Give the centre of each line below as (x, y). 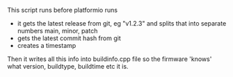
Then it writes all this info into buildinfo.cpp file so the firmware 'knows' (110, 59)
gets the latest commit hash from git (69, 38)
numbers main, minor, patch (57, 31)
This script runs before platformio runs (63, 10)
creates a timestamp (47, 45)
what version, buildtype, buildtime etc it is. (68, 66)
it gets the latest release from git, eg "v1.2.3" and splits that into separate (122, 23)
